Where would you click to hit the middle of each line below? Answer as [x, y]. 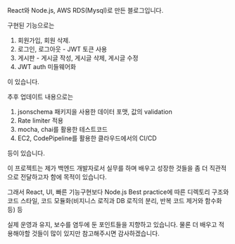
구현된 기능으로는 [31, 25]
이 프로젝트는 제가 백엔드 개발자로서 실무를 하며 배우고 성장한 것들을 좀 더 [108, 168]
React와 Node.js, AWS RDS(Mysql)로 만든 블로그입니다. [85, 10]
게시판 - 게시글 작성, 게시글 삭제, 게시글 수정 [78, 58]
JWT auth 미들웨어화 [46, 67]
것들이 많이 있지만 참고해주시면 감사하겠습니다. [95, 233]
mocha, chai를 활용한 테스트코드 [62, 129]
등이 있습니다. [26, 153]
